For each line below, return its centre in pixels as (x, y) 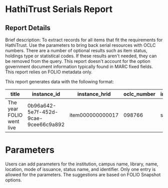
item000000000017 (94, 115)
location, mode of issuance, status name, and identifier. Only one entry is (80, 169)
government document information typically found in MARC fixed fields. (79, 67)
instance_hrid (94, 94)
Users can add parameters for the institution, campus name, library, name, (82, 164)
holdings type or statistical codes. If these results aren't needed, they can (81, 56)
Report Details (28, 28)
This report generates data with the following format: (59, 82)
